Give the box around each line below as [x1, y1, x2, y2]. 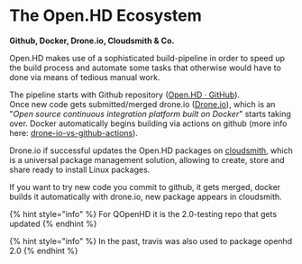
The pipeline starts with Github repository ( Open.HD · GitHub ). [9, 89, 241, 100]
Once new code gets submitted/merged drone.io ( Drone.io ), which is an [9, 98, 276, 109]
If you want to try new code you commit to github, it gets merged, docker [9, 181, 281, 192]
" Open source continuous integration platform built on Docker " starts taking [9, 108, 291, 119]
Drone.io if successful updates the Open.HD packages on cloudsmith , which [9, 145, 293, 156]
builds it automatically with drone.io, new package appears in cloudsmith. [9, 191, 282, 202]
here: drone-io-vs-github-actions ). [9, 127, 138, 138]
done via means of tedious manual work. [9, 71, 160, 82]
